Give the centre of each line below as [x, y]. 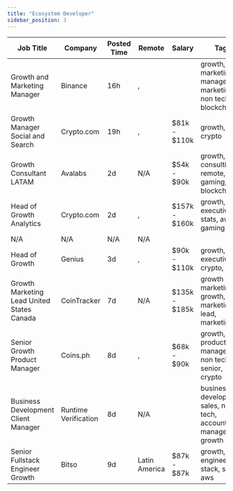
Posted [119, 44]
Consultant [28, 173]
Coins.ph [75, 355]
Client [20, 418]
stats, [209, 219]
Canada [23, 318]
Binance [74, 85]
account [214, 422]
